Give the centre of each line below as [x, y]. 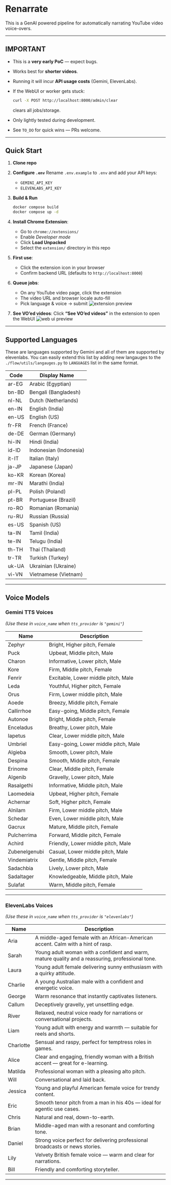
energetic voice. [54, 988]
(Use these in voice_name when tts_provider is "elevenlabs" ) [69, 916]
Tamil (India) [44, 533]
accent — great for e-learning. [72, 1063]
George [17, 996]
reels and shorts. [55, 1034]
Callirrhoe [20, 711]
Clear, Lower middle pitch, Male [87, 736]
